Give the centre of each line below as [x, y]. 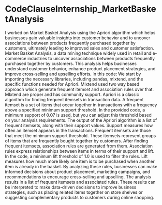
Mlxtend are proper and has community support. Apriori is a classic [72, 94]
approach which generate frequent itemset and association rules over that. [79, 89]
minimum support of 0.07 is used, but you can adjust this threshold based [78, 115]
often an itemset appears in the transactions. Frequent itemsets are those [78, 130]
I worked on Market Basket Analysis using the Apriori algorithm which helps [80, 32]
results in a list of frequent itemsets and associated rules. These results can [80, 182]
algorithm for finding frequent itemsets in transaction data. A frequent [74, 99]
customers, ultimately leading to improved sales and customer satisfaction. [80, 48]
